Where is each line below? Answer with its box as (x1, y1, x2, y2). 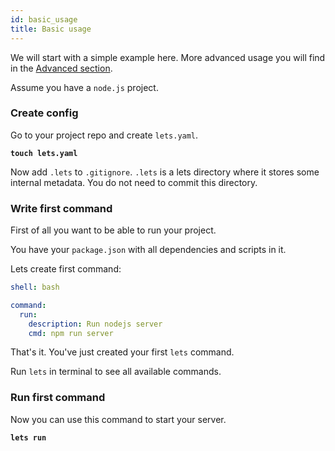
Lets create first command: (10, 263, 122, 275)
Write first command (10, 201, 113, 215)
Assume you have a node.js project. (10, 81, 159, 93)
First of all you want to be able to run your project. (10, 224, 217, 236)
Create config (10, 106, 79, 120)
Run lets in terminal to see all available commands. (10, 366, 222, 378)
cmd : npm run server (28, 328, 114, 338)
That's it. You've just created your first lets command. (10, 346, 235, 358)
